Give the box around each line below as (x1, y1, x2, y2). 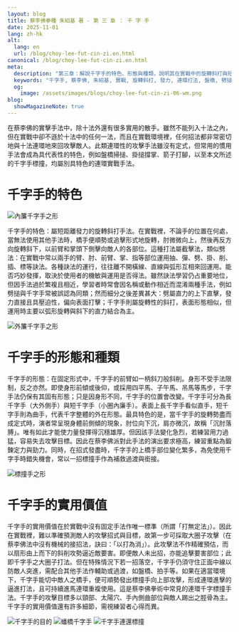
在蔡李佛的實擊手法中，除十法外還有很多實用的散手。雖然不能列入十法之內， (7, 123, 232, 132)
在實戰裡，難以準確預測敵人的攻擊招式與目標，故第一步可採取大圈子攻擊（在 (7, 531, 232, 539)
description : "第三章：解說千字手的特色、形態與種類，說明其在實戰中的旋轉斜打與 (14, 70, 228, 77)
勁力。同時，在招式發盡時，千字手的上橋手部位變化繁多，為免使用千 (31, 446, 232, 454)
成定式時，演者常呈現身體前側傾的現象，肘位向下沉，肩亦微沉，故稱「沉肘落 (7, 418, 232, 427)
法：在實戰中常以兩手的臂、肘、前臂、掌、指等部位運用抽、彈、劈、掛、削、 (7, 253, 232, 262)
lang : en (14, 43, 40, 51)
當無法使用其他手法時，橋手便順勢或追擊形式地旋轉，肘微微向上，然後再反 (7, 236, 225, 244)
